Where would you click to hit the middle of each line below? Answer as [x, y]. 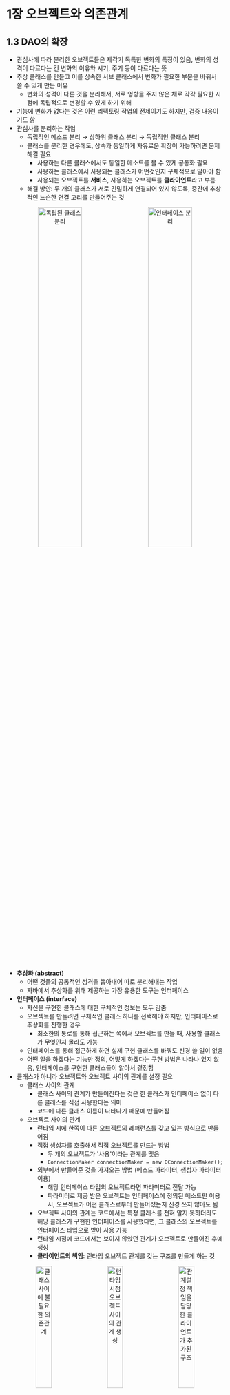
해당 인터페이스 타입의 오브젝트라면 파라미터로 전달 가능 [122, 1187]
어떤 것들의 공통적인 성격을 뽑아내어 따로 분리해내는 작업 [102, 982]
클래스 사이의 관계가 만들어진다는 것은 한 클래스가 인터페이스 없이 [124, 1093]
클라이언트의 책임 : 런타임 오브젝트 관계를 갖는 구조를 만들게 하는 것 [126, 1256]
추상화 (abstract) [40, 973]
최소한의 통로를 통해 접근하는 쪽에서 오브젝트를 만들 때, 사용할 [119, 1033]
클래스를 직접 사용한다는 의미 [83, 1102]
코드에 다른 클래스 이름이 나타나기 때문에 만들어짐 [103, 1111]
